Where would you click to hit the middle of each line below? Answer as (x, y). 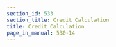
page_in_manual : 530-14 (41, 33)
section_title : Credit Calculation (58, 20)
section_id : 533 (30, 13)
